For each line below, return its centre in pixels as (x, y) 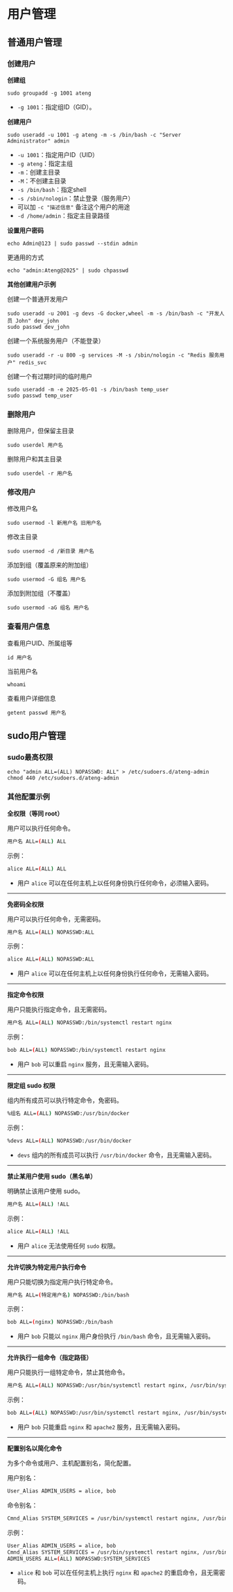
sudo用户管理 (36, 736)
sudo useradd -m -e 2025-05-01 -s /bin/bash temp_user (88, 389)
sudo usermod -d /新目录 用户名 (51, 551)
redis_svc (33, 362)
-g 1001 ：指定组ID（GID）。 (56, 107)
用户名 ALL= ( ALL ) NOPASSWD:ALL (51, 932)
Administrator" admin (38, 141)
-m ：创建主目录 (39, 172)
